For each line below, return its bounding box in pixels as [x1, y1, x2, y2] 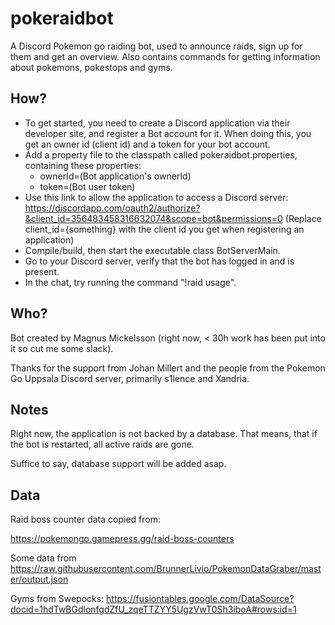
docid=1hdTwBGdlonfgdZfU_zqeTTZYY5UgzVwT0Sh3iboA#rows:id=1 [10, 603, 297, 616]
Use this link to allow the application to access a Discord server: [24, 191, 289, 203]
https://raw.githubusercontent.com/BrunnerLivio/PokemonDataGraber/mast [10, 563, 322, 575]
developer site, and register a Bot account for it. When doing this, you [24, 127, 312, 139]
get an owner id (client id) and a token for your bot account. [24, 138, 271, 150]
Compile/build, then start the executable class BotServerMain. [24, 244, 281, 256]
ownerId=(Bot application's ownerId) [39, 170, 192, 182]
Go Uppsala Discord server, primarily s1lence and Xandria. [10, 372, 250, 384]
